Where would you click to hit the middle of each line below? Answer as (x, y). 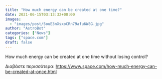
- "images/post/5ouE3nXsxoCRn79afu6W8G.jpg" (57, 24)
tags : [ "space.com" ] (27, 38)
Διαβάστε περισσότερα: (30, 66)
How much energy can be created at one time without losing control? (76, 56)
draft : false (19, 42)
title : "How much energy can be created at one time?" (64, 10)
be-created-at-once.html (31, 71)
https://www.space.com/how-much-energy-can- (106, 66)
